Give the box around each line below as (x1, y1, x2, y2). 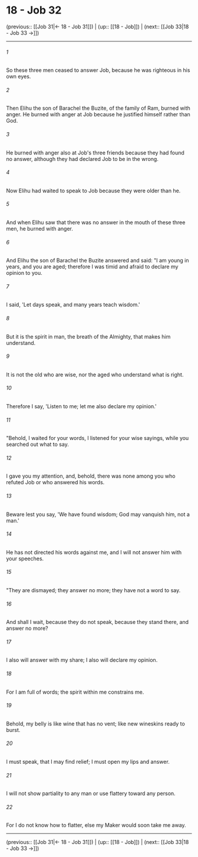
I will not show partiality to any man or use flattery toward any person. (6, 790, 176, 797)
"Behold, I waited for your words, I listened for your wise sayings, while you (6, 435, 189, 442)
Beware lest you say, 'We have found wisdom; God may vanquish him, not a (6, 511, 190, 518)
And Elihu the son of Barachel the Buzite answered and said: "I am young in (6, 257, 190, 264)
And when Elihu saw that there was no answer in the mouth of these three (6, 219, 186, 226)
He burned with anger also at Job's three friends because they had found (6, 149, 184, 156)
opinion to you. (6, 270, 42, 277)
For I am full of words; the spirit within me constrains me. (6, 688, 144, 695)
